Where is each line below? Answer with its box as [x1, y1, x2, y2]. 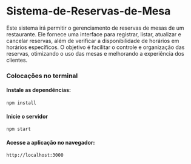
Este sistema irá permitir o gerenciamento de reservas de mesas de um [6, 24, 184, 31]
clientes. [6, 56, 28, 64]
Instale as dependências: [6, 87, 72, 94]
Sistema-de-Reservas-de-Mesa [6, 4, 171, 18]
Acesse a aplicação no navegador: [6, 139, 95, 146]
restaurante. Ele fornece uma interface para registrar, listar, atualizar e [6, 30, 182, 38]
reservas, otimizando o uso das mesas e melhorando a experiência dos [6, 50, 184, 57]
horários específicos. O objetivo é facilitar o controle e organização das [6, 44, 185, 51]
